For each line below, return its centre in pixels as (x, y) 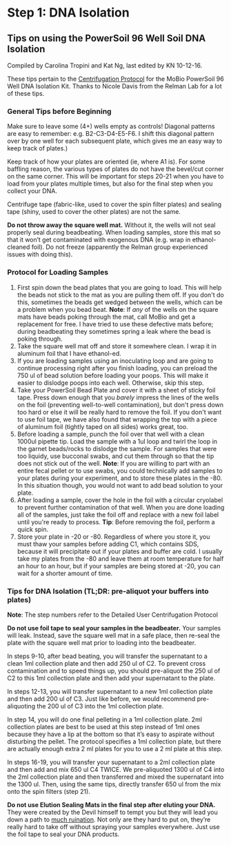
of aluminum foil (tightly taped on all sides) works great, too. (102, 426)
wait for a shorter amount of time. (65, 573)
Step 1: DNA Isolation (68, 13)
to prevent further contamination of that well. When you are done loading (121, 507)
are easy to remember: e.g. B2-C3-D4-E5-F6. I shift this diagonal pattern (111, 134)
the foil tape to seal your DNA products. (63, 834)
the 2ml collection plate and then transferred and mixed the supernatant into (115, 777)
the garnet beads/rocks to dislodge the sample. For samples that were (117, 448)
